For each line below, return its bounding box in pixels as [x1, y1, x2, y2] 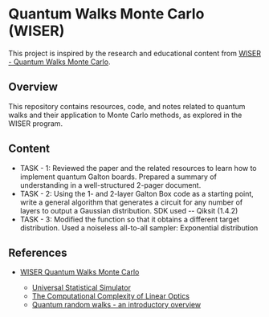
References [8, 246, 67, 259]
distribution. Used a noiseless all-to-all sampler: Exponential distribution [19, 222, 259, 233]
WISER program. [8, 118, 63, 128]
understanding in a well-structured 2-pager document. [19, 180, 202, 189]
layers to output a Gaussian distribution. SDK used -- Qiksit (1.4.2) [19, 205, 238, 215]
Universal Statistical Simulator [31, 282, 131, 293]
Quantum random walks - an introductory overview [31, 300, 202, 310]
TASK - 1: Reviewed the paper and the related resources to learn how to [19, 163, 257, 173]
